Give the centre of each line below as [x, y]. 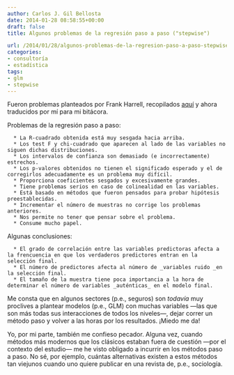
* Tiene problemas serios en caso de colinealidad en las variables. [116, 187]
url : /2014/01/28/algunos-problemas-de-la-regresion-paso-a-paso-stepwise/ [119, 46]
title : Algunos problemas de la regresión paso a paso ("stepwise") [109, 33]
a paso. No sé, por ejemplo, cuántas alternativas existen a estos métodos [112, 357]
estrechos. [23, 162]
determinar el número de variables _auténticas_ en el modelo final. [110, 286]
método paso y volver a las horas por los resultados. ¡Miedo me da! [104, 321]
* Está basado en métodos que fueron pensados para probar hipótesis [116, 193]
